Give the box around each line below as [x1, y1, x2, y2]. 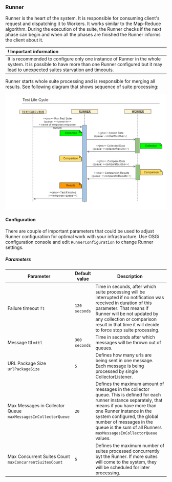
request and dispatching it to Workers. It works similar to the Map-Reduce [5, 20, 161, 27]
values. [95, 435, 111, 442]
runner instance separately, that [95, 397, 163, 403]
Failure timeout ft [7, 305, 45, 311]
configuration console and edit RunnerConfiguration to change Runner [5, 239, 154, 245]
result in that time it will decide [95, 321, 160, 327]
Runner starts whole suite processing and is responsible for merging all [5, 78, 155, 84]
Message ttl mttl [7, 339, 42, 345]
